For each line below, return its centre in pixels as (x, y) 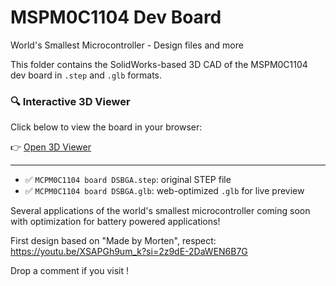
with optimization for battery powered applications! (115, 222)
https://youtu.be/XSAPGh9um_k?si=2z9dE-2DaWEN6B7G (129, 252)
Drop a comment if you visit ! (70, 271)
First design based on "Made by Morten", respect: (113, 241)
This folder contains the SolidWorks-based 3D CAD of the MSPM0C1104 (159, 64)
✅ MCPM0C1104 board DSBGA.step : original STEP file (128, 180)
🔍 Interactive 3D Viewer (70, 101)
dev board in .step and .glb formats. (86, 75)
